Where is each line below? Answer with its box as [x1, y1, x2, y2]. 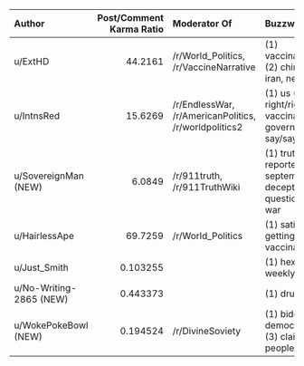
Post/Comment [97, 12, 165, 24]
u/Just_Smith [14, 262, 70, 274]
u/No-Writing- [14, 282, 77, 294]
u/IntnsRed [14, 110, 61, 121]
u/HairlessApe [14, 230, 74, 242]
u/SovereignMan [14, 169, 84, 182]
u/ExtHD [14, 55, 50, 67]
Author [14, 17, 45, 30]
